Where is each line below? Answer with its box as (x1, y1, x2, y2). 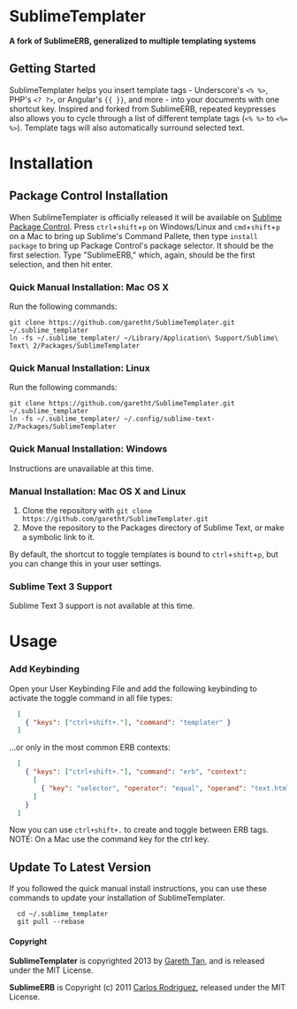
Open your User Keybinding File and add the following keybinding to (9, 683, 258, 694)
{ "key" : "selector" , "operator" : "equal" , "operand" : (41, 783, 247, 793)
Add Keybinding (9, 663, 80, 675)
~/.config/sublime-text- (123, 414, 216, 424)
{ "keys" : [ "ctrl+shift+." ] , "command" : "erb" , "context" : (25, 767, 247, 776)
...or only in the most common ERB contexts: (9, 742, 171, 753)
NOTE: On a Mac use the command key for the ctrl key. (9, 834, 210, 844)
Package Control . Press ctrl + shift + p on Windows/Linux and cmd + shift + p (9, 221, 280, 232)
